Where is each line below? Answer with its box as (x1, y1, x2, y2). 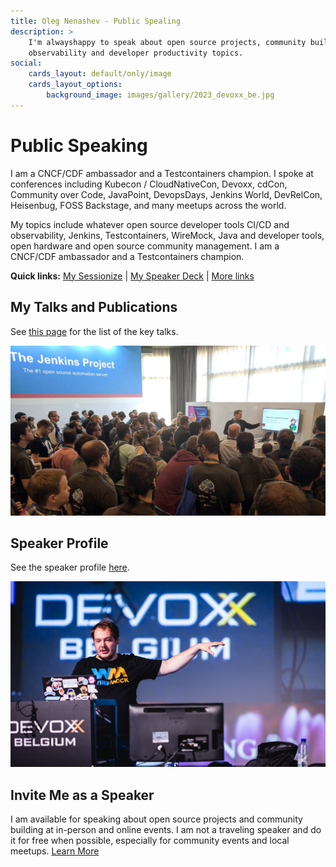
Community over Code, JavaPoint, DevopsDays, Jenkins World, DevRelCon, (10, 188, 323, 200)
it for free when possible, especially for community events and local (10, 835, 290, 847)
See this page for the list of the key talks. (10, 325, 179, 337)
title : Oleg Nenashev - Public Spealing (10, 16, 182, 26)
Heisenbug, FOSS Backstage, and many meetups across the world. (10, 199, 287, 211)
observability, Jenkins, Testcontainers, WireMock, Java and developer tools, (10, 229, 325, 241)
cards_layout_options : (28, 80, 123, 90)
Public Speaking (10, 134, 148, 157)
